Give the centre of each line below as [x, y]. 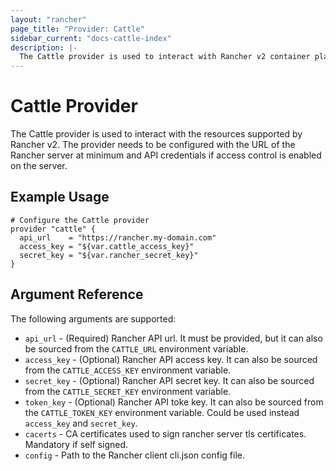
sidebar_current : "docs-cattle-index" [91, 38]
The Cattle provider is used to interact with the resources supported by [156, 134]
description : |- [44, 47]
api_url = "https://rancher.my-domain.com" [118, 237]
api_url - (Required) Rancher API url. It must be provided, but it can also [173, 338]
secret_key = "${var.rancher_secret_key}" [109, 255]
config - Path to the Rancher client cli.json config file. [134, 455]
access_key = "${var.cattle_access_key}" [107, 246]
